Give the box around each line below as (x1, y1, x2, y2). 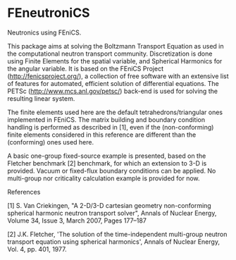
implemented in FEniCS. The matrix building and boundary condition (7, 115, 206, 124)
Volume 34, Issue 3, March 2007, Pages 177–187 (7, 216, 147, 225)
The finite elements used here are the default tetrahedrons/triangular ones (7, 108, 223, 116)
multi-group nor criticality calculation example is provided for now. (7, 174, 200, 182)
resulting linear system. (7, 94, 75, 103)
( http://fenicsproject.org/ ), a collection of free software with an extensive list (7, 72, 229, 80)
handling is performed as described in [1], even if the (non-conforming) (7, 123, 214, 131)
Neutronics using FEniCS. (7, 28, 82, 37)
